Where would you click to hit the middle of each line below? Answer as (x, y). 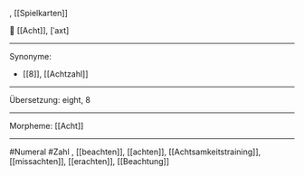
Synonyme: (30, 56)
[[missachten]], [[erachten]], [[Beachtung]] (90, 161)
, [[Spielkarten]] (38, 13)
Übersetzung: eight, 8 (50, 100)
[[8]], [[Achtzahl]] (55, 74)
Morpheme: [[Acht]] (47, 126)
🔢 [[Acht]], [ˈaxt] (39, 30)
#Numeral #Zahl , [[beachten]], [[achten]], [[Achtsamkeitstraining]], (135, 152)
